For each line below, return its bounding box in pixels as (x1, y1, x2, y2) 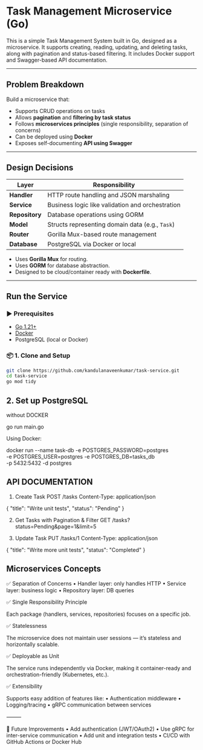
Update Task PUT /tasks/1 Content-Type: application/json (14, 534, 158, 541)
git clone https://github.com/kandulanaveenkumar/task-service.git (6, 367, 180, 373)
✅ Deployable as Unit (6, 652, 59, 659)
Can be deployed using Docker (14, 133, 93, 140)
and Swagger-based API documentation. (6, 56, 108, 63)
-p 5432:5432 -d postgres (6, 459, 72, 467)
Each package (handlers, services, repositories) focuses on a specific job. (6, 610, 191, 618)
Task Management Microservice (6, 4, 172, 18)
